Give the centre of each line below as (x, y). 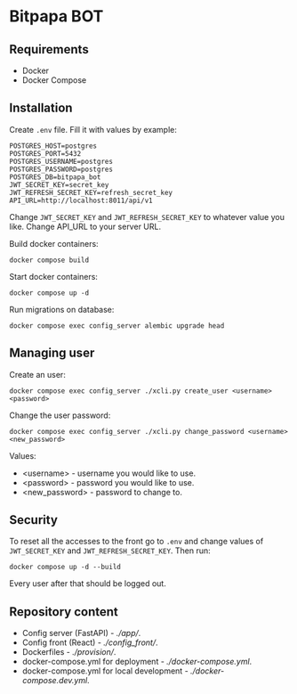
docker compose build (49, 260)
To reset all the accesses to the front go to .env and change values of (136, 542)
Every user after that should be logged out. (88, 584)
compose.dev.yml (55, 681)
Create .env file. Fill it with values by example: (93, 129)
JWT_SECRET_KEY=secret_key (59, 184)
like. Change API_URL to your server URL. (85, 226)
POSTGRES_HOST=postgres (53, 146)
